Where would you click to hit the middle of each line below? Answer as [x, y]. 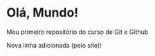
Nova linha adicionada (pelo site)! [54, 45]
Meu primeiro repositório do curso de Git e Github [77, 32]
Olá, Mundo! [43, 13]
